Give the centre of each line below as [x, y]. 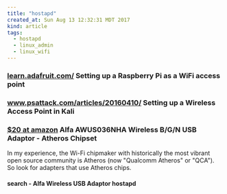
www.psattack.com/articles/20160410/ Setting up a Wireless [111, 102]
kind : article [27, 26]
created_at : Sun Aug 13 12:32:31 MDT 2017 [69, 20]
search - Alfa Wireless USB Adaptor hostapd [72, 183]
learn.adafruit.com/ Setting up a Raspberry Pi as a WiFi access [114, 75]
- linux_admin [33, 45]
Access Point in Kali [41, 111]
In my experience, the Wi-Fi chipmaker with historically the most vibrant [109, 153]
